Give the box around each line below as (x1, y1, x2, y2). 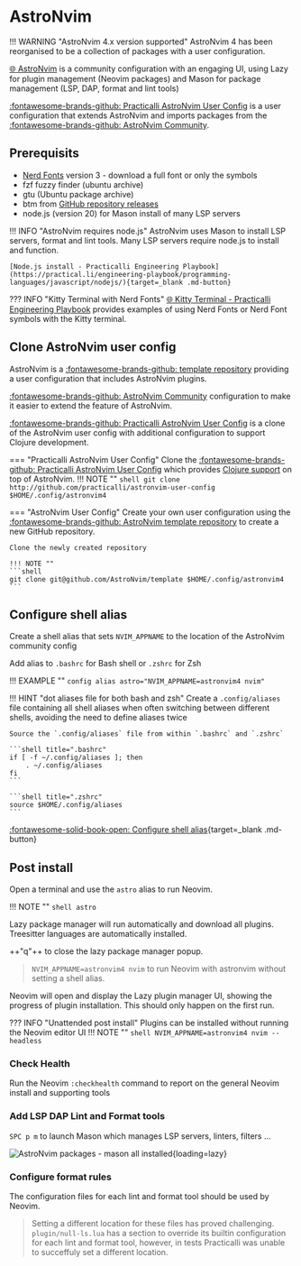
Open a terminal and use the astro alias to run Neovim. (9, 884, 214, 894)
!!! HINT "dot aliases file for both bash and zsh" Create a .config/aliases (9, 693, 281, 704)
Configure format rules (9, 1170, 113, 1183)
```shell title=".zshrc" (9, 793, 103, 802)
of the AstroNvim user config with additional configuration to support (9, 427, 266, 438)
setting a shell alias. (31, 973, 105, 984)
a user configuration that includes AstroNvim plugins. (9, 372, 207, 384)
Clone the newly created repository (9, 543, 147, 552)
